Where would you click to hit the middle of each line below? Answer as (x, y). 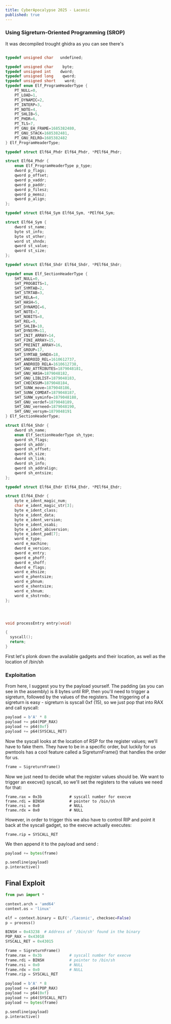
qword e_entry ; (31, 553)
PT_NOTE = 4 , (26, 109)
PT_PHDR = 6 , (26, 119)
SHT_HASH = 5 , (27, 302)
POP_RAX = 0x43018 (25, 937)
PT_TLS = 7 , (25, 124)
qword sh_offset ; (33, 449)
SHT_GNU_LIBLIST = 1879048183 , (45, 378)
